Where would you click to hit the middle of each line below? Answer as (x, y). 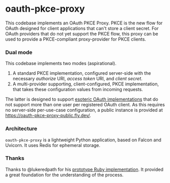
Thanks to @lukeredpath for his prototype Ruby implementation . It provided (84, 169)
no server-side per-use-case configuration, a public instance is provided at (84, 110)
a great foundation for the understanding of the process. (64, 175)
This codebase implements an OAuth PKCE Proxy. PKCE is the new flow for (84, 23)
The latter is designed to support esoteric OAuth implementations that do (82, 99)
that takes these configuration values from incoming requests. (78, 89)
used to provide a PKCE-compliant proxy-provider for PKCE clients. (76, 39)
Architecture (21, 129)
